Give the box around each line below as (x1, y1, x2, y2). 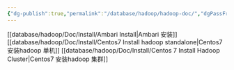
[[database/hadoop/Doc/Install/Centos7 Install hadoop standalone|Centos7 (7, 37, 223, 46)
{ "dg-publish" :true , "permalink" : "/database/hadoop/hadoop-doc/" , (7, 10, 201, 17)
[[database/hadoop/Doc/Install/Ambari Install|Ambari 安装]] (7, 30, 178, 38)
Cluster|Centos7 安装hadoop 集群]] (7, 55, 109, 63)
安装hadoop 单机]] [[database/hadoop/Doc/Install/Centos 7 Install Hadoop (7, 46, 221, 54)
